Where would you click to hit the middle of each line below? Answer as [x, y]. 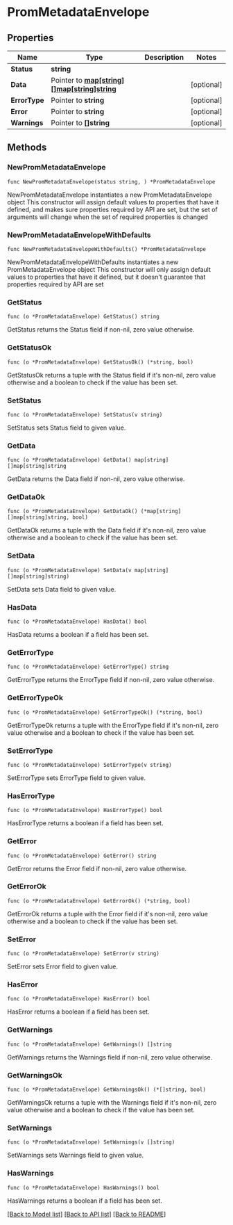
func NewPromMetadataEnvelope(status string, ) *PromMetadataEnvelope [111, 181]
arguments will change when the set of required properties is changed [107, 217]
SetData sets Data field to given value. [62, 589]
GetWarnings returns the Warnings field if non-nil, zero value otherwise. [110, 1057]
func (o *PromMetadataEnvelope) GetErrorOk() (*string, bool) [99, 901]
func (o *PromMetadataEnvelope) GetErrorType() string [88, 667]
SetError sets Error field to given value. [63, 966]
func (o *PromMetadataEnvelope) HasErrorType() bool [85, 811]
